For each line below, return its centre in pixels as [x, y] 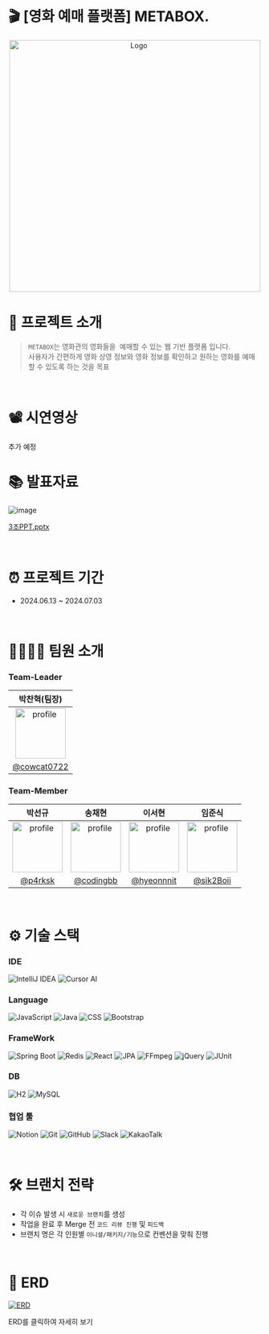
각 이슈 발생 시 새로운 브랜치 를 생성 [73, 1214]
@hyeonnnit [154, 880]
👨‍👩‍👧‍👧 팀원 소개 [56, 651]
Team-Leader [35, 677]
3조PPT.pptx [29, 526]
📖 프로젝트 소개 [55, 323]
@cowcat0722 [41, 767]
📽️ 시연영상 [43, 418]
